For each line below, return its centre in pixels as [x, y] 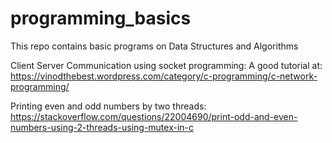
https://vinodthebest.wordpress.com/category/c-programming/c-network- [164, 76]
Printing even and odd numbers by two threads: [108, 106]
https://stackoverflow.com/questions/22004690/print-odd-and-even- [154, 116]
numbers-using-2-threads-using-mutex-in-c [102, 127]
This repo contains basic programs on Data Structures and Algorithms [154, 46]
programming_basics [101, 18]
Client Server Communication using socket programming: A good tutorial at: [166, 65]
